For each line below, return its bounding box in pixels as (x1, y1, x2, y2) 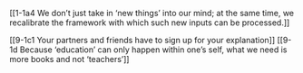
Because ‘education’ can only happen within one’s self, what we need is (19, 44, 288, 55)
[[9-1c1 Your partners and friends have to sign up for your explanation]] (9, 35, 276, 45)
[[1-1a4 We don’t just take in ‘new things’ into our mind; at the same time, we (9, 8, 295, 18)
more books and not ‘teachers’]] (9, 54, 130, 64)
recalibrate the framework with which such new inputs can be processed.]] (9, 17, 290, 28)
